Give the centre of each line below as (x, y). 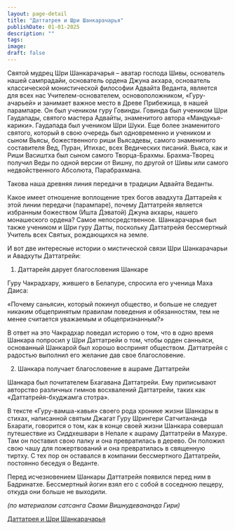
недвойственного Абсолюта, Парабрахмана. (75, 170)
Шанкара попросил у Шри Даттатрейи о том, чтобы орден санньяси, (111, 340)
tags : (15, 40)
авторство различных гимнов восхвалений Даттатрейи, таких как (106, 389)
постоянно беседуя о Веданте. (53, 463)
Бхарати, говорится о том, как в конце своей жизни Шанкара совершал (115, 425)
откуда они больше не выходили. (57, 491)
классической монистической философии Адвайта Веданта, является (112, 88)
